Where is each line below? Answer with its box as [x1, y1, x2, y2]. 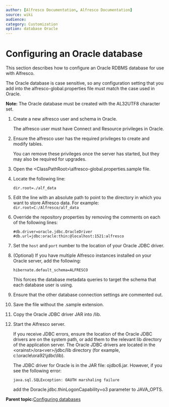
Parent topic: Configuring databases [6, 396, 81, 402]
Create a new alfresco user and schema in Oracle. [13, 116, 118, 122]
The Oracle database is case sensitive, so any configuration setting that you [6, 80, 163, 86]
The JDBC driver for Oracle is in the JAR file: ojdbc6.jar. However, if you [13, 362, 162, 368]
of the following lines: [13, 219, 58, 226]
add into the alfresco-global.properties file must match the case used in [6, 86, 155, 92]
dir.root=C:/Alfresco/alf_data [13, 205, 79, 210]
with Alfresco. [6, 70, 35, 77]
